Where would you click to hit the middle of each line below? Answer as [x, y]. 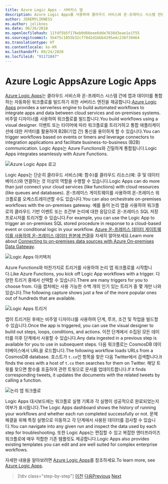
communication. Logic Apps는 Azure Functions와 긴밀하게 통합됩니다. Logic [81, 148]
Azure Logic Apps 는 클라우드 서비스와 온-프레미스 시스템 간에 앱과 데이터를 [79, 96]
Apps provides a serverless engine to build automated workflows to [75, 108]
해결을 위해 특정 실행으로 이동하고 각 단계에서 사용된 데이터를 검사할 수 [74, 420]
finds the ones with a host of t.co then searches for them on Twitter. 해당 [80, 363]
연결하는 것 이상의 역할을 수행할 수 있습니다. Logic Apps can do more [92, 181]
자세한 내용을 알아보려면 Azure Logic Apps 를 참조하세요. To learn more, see [80, 460]
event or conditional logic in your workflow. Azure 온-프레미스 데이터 [74, 229]
